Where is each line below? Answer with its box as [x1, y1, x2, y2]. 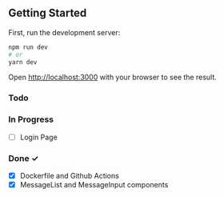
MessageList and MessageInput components [19, 180, 169, 190]
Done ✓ [8, 152, 39, 163]
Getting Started [8, 6, 87, 20]
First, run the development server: [8, 27, 121, 37]
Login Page [19, 132, 58, 142]
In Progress [8, 114, 54, 125]
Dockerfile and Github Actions [19, 171, 120, 181]
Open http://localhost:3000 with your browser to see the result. [8, 72, 218, 82]
